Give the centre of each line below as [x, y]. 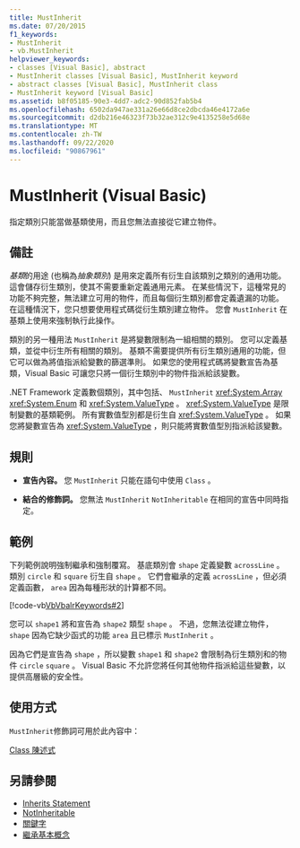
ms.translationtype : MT [54, 127]
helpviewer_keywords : [50, 59]
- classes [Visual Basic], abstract [77, 68]
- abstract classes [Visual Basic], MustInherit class [114, 84]
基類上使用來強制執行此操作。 [64, 320]
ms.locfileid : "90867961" [57, 151]
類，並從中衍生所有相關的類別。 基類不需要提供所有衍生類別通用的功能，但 [148, 351]
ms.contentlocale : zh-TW [56, 135]
